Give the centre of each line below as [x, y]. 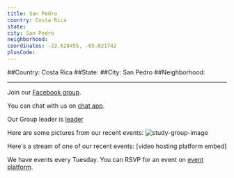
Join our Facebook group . [44, 92]
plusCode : [22, 53]
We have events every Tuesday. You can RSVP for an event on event [106, 159]
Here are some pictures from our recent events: [76, 132]
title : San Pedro [32, 14]
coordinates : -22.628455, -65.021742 [62, 46]
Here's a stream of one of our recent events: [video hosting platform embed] [117, 146]
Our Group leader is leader [45, 119]
